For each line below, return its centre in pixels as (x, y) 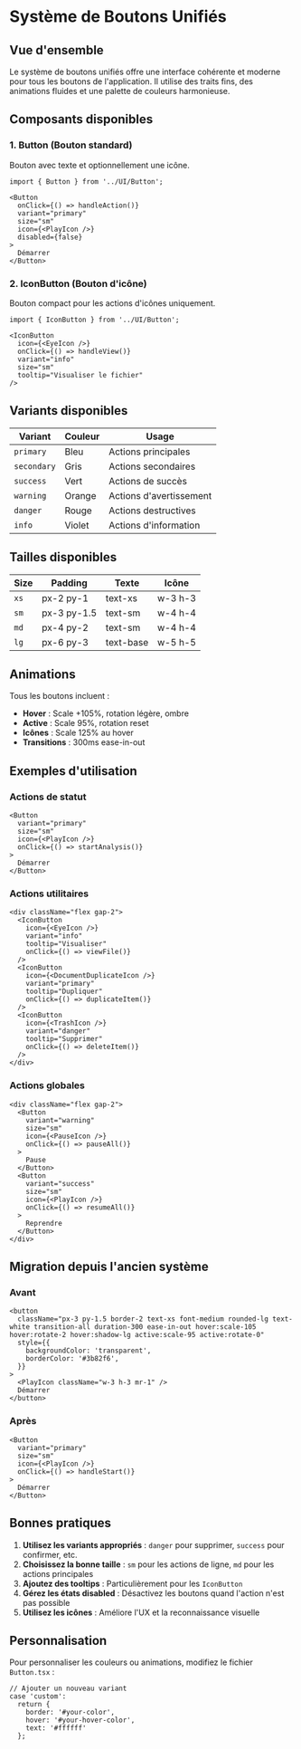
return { (34, 1705)
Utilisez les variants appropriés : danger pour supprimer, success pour (153, 1544)
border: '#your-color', (71, 1713)
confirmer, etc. (50, 1554)
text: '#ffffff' (56, 1728)
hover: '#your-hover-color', (80, 1720)
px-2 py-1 (65, 597)
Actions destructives (152, 511)
